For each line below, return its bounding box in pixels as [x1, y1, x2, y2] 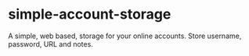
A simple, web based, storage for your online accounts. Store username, [8, 31, 242, 40]
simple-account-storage [8, 5, 171, 23]
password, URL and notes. [8, 39, 94, 48]
